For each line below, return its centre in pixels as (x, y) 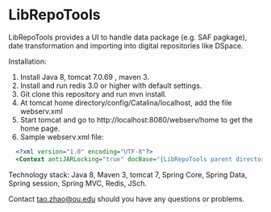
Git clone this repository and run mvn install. (93, 94)
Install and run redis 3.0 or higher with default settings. (111, 85)
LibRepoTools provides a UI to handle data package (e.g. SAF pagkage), (128, 37)
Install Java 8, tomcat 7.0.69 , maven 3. (85, 77)
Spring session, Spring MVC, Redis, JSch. (78, 183)
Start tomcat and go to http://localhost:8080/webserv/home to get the (136, 119)
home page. (40, 128)
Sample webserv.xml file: (62, 137)
